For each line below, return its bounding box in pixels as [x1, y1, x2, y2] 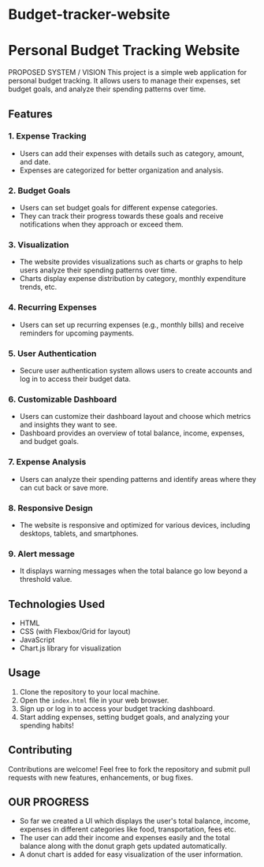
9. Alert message [8, 548, 75, 559]
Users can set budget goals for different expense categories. [19, 203, 218, 213]
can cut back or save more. [19, 483, 109, 492]
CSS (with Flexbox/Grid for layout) [19, 627, 132, 635]
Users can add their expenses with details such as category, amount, [19, 148, 244, 158]
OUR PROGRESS [8, 795, 89, 809]
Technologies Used [8, 597, 105, 611]
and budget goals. [19, 437, 79, 446]
